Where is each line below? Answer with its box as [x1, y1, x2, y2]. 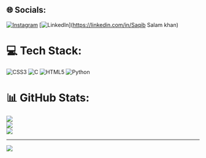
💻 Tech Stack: [6, 44, 82, 58]
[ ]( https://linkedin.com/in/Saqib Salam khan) [39, 21, 179, 28]
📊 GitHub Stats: [6, 91, 90, 105]
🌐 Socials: [6, 5, 47, 15]
